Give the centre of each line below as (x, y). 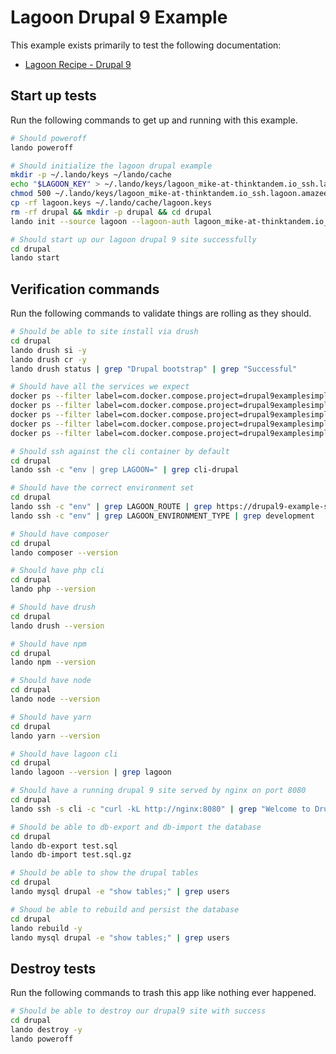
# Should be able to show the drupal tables (104, 873)
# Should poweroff (48, 138)
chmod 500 (31, 194)
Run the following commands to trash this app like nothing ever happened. (163, 993)
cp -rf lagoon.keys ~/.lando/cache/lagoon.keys (111, 203)
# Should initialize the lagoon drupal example (111, 166)
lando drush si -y (48, 350)
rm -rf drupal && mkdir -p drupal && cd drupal (111, 212)
